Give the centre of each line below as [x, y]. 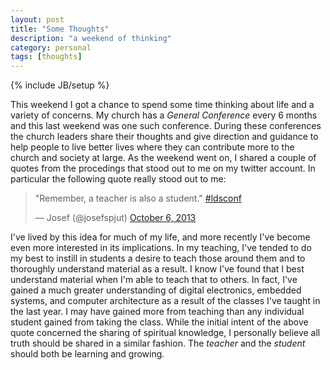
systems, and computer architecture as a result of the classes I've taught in [165, 301]
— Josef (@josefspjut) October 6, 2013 [115, 218]
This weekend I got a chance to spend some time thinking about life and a [162, 105]
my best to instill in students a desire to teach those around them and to [158, 258]
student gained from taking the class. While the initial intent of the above [159, 322]
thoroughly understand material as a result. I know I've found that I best [157, 269]
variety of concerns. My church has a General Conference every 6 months [164, 115]
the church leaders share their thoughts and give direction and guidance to [164, 137]
